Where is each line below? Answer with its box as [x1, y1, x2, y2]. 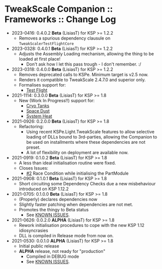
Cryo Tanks [26, 103, 50, 109]
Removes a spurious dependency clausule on [19, 35, 111, 41]
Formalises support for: [19, 82, 66, 88]
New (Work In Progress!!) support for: [19, 97, 95, 103]
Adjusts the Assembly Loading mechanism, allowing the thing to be [19, 50, 154, 57]
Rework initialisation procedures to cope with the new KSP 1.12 [19, 222, 144, 228]
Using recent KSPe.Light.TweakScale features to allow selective [26, 129, 155, 134]
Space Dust [26, 108, 50, 113]
